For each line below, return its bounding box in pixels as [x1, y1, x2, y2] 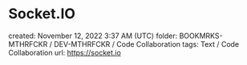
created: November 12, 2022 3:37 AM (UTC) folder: [8, 31, 178, 40]
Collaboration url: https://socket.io [8, 48, 122, 57]
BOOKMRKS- [179, 31, 223, 40]
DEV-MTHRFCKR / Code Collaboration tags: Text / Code [53, 39, 240, 48]
